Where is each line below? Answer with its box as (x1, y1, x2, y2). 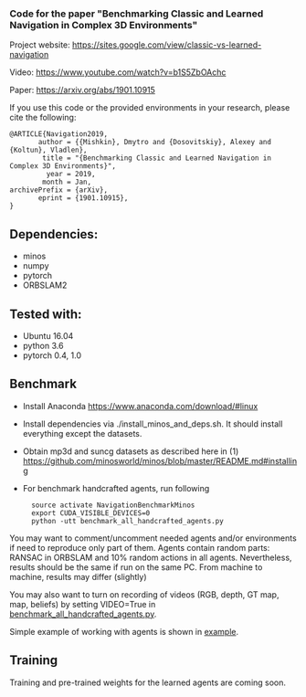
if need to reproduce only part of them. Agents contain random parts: (9, 542, 270, 553)
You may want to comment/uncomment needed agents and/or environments (9, 533, 297, 544)
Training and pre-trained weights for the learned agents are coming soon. (9, 677, 286, 688)
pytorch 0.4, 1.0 (22, 350, 82, 361)
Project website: (9, 39, 70, 50)
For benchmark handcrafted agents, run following (22, 482, 210, 493)
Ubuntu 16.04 (22, 330, 74, 341)
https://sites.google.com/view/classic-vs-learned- (71, 39, 262, 50)
